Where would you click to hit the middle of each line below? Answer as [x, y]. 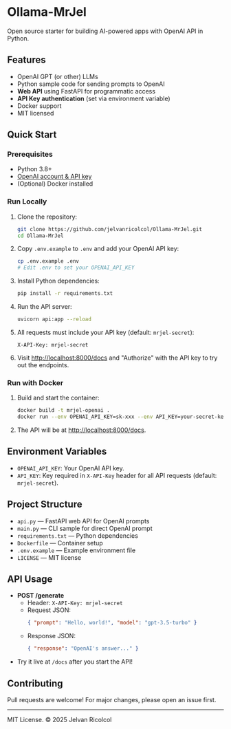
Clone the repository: [47, 217]
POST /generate [41, 596]
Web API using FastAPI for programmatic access [86, 91]
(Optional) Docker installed [55, 184]
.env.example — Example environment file [76, 550]
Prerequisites [30, 154]
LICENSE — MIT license [49, 557]
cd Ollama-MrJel [40, 236]
